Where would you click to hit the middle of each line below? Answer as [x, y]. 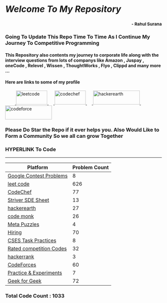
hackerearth [22, 208]
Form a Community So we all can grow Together [64, 136]
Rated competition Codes [37, 249]
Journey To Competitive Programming [52, 43]
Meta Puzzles [24, 224]
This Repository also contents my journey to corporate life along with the [82, 55]
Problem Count [91, 168]
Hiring [15, 232]
